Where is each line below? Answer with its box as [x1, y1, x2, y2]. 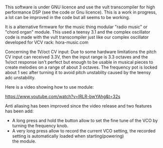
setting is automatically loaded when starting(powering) [12, 133, 124, 139]
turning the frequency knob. [12, 123, 69, 129]
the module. [12, 138, 36, 144]
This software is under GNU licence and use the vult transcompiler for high [5, 4, 155, 10]
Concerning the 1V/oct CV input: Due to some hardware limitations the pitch [5, 49, 157, 55]
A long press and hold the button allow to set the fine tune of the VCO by [12, 118, 158, 123]
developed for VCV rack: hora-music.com [5, 39, 89, 45]
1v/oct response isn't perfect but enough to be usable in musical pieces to [5, 59, 153, 65]
